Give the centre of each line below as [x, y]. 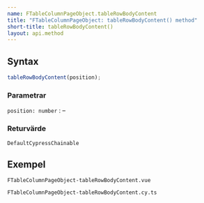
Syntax [23, 61]
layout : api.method [36, 33]
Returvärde [27, 128]
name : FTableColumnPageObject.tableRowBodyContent [82, 14]
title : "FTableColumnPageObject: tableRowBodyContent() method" [102, 20]
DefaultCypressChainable [43, 143]
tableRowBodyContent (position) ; [54, 77]
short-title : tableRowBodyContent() [60, 27]
